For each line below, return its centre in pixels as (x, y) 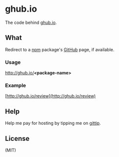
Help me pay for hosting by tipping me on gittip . (53, 123)
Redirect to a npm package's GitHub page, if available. (60, 49)
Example (16, 85)
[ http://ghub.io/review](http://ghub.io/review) (50, 96)
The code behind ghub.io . (31, 22)
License (17, 138)
